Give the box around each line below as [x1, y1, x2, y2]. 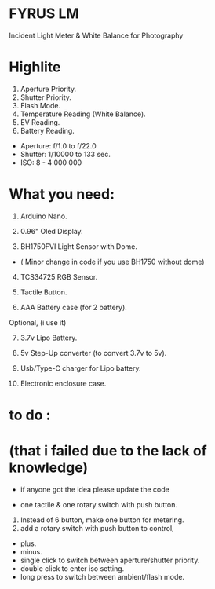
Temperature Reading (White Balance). [20, 109, 146, 119]
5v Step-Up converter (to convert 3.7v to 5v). [20, 348, 167, 357]
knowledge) [9, 459, 89, 477]
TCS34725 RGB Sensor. [20, 272, 98, 281]
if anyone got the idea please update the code [20, 485, 169, 494]
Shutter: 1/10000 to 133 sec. [20, 149, 111, 159]
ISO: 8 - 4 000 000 [20, 158, 82, 167]
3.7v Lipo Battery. [20, 333, 78, 342]
